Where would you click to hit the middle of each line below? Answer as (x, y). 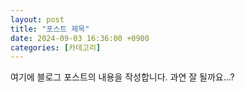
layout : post (37, 19)
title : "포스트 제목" (50, 29)
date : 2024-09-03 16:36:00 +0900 (80, 38)
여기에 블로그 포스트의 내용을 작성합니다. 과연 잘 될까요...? (122, 77)
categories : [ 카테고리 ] (56, 47)
